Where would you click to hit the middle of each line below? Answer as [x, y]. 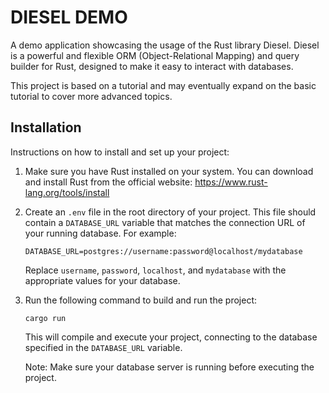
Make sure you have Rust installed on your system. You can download [169, 171]
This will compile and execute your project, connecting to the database [171, 337]
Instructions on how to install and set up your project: [120, 152]
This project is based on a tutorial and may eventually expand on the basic [163, 85]
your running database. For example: [100, 233]
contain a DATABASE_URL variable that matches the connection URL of [165, 222]
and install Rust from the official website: [108, 182]
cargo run [45, 318]
